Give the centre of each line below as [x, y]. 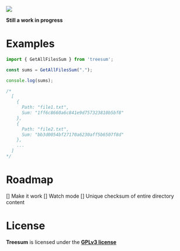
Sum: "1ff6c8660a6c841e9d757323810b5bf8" [73, 113]
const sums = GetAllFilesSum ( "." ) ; [49, 70]
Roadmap [30, 180]
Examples [30, 44]
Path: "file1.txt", [45, 108]
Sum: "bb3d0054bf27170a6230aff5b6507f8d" [73, 135]
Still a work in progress [34, 20]
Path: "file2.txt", [45, 129]
